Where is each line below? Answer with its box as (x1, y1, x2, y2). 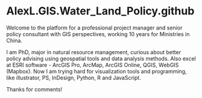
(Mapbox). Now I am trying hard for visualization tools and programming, (6, 67, 187, 75)
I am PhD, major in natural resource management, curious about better (6, 48, 181, 55)
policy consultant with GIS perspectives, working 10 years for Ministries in (6, 30, 190, 37)
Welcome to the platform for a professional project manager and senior (6, 24, 183, 31)
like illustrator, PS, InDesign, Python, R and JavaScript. (6, 74, 142, 81)
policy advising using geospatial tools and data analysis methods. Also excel (6, 55, 196, 62)
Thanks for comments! (6, 85, 63, 93)
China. (6, 37, 23, 44)
